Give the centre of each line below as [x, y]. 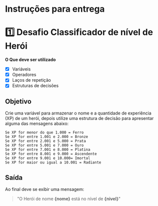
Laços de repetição [31, 80]
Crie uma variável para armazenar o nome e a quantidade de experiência [78, 113]
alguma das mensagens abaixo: [37, 124]
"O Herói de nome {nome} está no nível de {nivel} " [69, 199]
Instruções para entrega [55, 9]
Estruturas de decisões [35, 86]
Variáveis [21, 69]
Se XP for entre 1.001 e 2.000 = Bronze [47, 137]
